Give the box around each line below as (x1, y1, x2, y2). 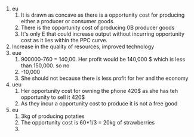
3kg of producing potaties (20, 113, 85, 120)
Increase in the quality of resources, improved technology (11, 43, 154, 50)
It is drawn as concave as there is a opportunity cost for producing (20, 11, 185, 18)
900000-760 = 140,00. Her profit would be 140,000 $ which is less (20, 56, 186, 63)
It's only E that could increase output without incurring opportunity (20, 30, 185, 38)
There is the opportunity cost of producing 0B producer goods (20, 24, 175, 31)
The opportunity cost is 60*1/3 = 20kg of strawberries (20, 119, 155, 126)
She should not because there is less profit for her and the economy (20, 74, 189, 82)
